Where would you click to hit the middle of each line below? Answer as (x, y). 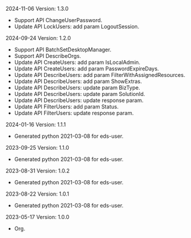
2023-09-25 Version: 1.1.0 (37, 148)
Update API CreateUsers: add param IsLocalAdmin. (77, 62)
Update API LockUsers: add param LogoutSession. (77, 27)
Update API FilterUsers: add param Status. (66, 106)
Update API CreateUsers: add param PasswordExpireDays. (87, 69)
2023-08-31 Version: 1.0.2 (38, 171)
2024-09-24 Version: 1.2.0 (38, 38)
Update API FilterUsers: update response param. (74, 113)
